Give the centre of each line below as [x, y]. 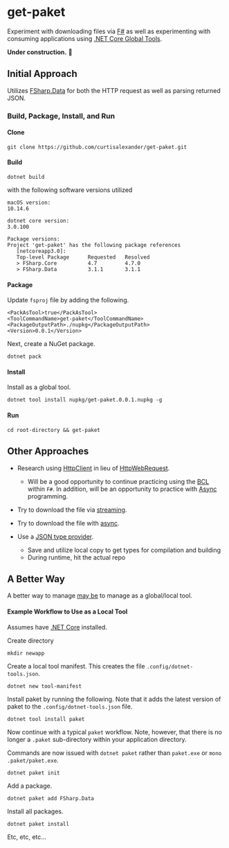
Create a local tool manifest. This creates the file [76, 666]
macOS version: [29, 203]
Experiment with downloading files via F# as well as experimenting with [109, 31]
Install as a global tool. [39, 387]
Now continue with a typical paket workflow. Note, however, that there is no [115, 732]
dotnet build [26, 178]
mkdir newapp [26, 653]
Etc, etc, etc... [27, 837]
